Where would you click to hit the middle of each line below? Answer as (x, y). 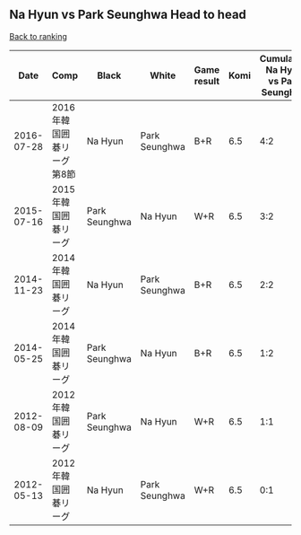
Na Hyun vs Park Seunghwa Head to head (128, 15)
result (207, 81)
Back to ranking (38, 36)
